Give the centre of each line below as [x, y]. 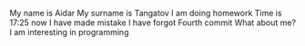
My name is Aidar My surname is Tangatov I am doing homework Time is [146, 13]
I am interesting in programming [69, 32]
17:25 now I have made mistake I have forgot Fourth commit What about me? [153, 23]
